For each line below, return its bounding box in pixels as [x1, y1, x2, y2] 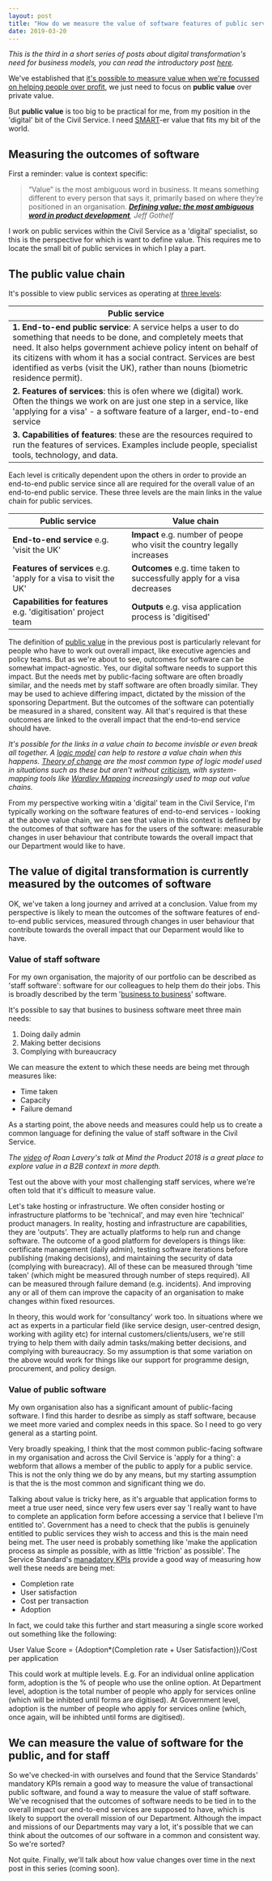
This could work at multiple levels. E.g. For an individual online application [8, 1669, 255, 1679]
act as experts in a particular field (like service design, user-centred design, [8, 1321, 261, 1331]
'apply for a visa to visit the [12, 573, 115, 584]
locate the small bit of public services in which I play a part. [8, 244, 206, 253]
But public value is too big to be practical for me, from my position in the [8, 106, 251, 116]
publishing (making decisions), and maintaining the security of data [8, 1253, 233, 1263]
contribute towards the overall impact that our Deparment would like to [8, 925, 244, 934]
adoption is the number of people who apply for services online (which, [8, 1704, 247, 1714]
